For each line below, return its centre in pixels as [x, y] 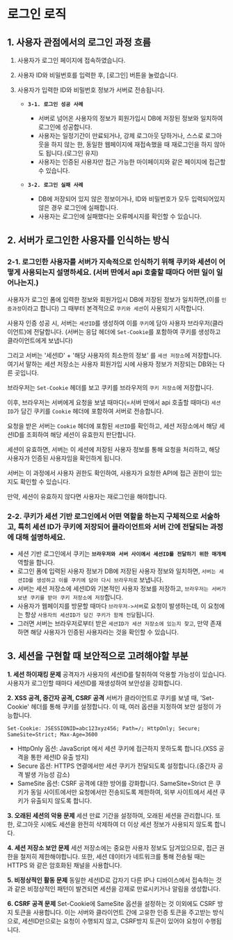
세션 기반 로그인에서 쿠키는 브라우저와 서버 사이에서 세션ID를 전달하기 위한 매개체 [121, 553]
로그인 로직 [37, 14]
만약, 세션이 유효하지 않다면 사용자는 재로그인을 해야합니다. [87, 496]
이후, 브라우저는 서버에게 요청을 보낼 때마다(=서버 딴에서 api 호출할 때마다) [109, 402]
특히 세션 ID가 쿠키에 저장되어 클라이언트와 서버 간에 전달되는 [113, 526]
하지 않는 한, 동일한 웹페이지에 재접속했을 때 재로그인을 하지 [132, 144]
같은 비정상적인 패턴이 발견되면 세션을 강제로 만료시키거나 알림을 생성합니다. [118, 888]
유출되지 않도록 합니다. [61, 801]
